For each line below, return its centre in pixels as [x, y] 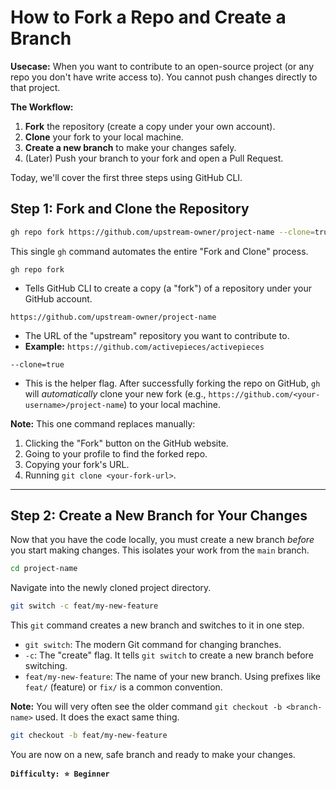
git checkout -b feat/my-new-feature [89, 736]
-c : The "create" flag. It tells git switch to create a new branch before [169, 655]
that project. [35, 87]
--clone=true [37, 364]
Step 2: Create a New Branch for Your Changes [159, 516]
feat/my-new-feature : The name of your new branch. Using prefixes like [172, 677]
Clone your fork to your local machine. [104, 137]
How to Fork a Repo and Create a [148, 17]
